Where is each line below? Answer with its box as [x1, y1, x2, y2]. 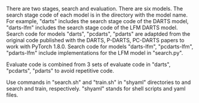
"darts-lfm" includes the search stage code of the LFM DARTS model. [6, 24, 178, 31]
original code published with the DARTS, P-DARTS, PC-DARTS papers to [6, 37, 185, 43]
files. [6, 92, 19, 98]
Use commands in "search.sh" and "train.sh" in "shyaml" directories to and [6, 79, 191, 86]
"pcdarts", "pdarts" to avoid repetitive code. [6, 67, 115, 74]
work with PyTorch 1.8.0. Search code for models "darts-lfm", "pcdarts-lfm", [6, 43, 194, 50]
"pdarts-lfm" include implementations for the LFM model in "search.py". [6, 49, 183, 56]
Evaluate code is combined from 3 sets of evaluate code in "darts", [6, 61, 171, 68]
